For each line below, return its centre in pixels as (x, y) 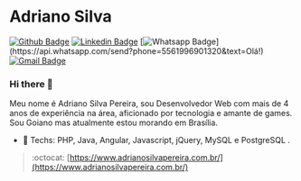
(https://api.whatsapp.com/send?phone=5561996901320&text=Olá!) (136, 50)
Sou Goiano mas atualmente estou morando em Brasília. (114, 122)
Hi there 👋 (32, 84)
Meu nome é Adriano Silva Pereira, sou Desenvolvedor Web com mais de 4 (149, 104)
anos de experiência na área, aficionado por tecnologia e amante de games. (151, 113)
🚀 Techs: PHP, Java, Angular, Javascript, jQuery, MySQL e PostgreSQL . (156, 140)
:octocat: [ (51, 158)
